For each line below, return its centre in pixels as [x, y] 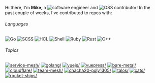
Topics [12, 50]
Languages [17, 24]
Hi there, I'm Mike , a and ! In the [78, 8]
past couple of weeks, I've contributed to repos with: [59, 13]
